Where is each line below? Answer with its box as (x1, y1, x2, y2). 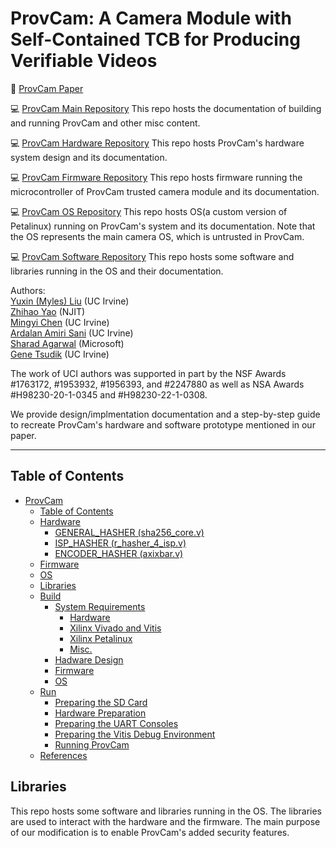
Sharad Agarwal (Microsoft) (10, 337, 125, 349)
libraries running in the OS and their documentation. (10, 265, 224, 277)
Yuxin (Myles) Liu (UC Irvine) (10, 295, 130, 307)
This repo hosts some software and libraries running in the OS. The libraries (10, 805, 323, 817)
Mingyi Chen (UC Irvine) (10, 316, 110, 328)
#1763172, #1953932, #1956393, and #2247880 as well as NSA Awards (10, 378, 305, 390)
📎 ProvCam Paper (10, 82, 84, 94)
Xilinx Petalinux (69, 632, 133, 644)
